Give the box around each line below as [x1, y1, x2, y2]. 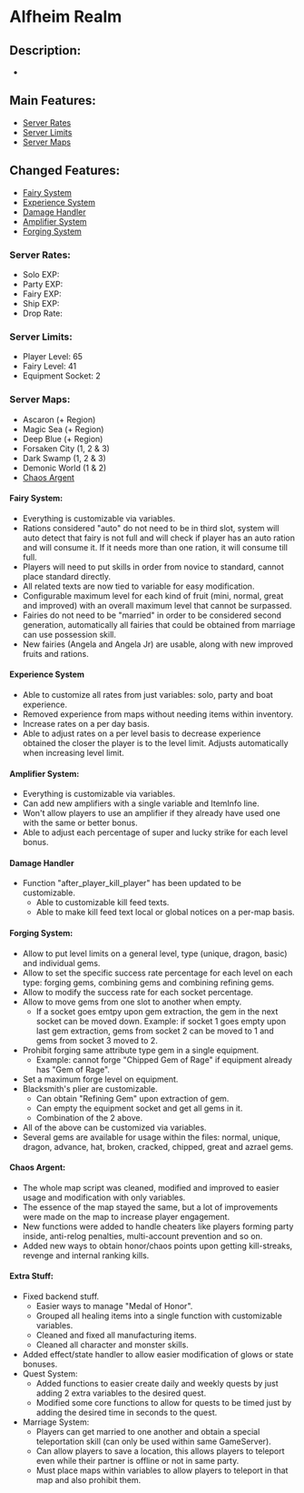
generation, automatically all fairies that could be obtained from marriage [22, 619, 296, 630]
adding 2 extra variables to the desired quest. [35, 1387, 207, 1398]
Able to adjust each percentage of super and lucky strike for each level [22, 827, 289, 838]
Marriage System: [22, 1417, 90, 1427]
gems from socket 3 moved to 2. [35, 1034, 159, 1045]
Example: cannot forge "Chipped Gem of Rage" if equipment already [35, 1054, 293, 1065]
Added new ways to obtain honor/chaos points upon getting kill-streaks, [22, 1240, 293, 1251]
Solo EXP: [22, 268, 60, 279]
